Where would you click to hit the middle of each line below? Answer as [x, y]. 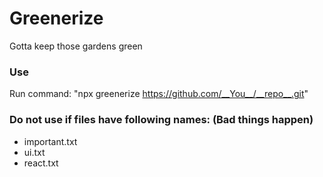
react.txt [41, 163]
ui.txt [34, 152]
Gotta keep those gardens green [76, 46]
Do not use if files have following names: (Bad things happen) [161, 120]
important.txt [50, 141]
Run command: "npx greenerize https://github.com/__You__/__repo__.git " [159, 94]
